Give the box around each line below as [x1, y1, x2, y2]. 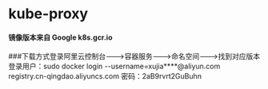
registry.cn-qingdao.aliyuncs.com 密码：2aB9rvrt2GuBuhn [8, 72, 202, 81]
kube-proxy [8, 5, 89, 23]
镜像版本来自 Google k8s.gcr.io [8, 33, 114, 42]
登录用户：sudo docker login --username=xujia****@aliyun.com [8, 61, 221, 72]
